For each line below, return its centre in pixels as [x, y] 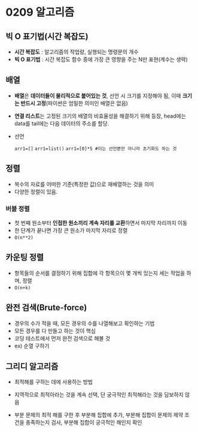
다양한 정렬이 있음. [36, 191]
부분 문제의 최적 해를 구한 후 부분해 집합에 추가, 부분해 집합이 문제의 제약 [99, 415]
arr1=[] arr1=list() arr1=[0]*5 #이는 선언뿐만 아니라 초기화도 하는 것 [95, 148]
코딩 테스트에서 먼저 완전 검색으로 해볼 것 [62, 338]
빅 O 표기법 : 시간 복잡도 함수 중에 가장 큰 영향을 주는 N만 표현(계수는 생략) [101, 59]
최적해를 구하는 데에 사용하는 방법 [54, 382]
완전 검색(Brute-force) [46, 307]
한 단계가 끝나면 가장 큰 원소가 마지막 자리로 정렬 [71, 230]
